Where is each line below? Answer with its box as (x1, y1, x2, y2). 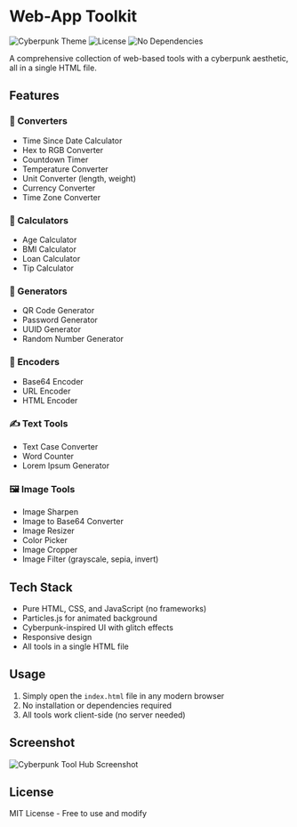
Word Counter (21, 450, 74, 461)
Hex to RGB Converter (21, 144, 104, 155)
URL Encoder (21, 385, 71, 396)
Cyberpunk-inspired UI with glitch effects (21, 621, 173, 633)
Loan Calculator (21, 253, 81, 264)
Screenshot (9, 735, 76, 750)
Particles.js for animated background (21, 612, 157, 623)
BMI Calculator (21, 243, 77, 255)
